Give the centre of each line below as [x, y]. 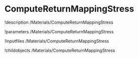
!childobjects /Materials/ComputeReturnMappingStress [60, 50]
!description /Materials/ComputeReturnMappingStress [59, 22]
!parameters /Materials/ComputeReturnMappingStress [59, 31]
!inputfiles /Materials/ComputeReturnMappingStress [57, 41]
